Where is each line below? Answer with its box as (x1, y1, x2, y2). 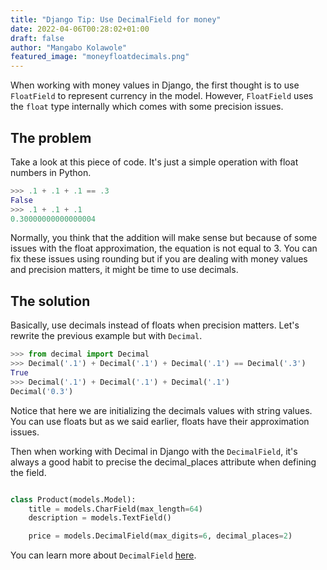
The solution (10, 292, 91, 310)
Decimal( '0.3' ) (10, 386, 74, 396)
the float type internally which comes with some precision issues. (10, 101, 284, 113)
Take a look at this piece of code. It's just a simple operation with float (10, 156, 299, 168)
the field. (10, 466, 47, 478)
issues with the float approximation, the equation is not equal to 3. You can (10, 242, 318, 255)
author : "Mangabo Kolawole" (10, 42, 128, 53)
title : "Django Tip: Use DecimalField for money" (10, 14, 222, 25)
